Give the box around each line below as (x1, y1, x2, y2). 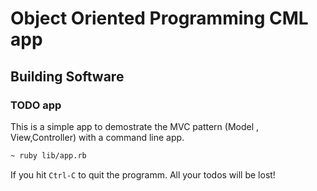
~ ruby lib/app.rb (10, 150, 87, 161)
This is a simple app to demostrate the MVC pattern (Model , (10, 120, 260, 132)
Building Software (10, 68, 125, 85)
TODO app (10, 98, 62, 112)
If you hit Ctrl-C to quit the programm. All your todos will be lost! (10, 168, 276, 181)
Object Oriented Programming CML (10, 7, 309, 30)
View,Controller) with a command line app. (10, 131, 185, 143)
